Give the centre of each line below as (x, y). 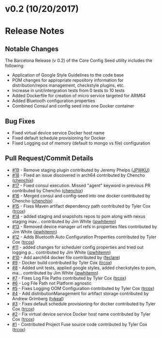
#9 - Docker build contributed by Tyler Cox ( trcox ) (62, 262)
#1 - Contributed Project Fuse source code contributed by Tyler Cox (80, 324)
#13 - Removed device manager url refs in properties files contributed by (84, 227)
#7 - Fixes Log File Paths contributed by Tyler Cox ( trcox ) (69, 278)
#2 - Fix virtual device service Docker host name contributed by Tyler (81, 314)
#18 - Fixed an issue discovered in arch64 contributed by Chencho (78, 175)
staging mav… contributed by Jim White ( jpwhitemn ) (64, 221)
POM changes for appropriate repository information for (68, 80)
